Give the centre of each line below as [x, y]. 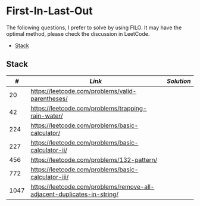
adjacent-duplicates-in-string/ [75, 194]
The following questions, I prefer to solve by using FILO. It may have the [94, 27]
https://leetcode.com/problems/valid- [84, 91]
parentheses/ [49, 99]
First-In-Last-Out [50, 11]
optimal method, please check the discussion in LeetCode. [78, 33]
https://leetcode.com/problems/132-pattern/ [94, 159]
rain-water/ [47, 116]
